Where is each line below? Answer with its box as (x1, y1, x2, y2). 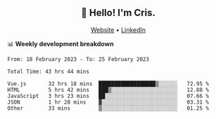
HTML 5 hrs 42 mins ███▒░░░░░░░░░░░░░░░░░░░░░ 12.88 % (7, 86, 210, 93)
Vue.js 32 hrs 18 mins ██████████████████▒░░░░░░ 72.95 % (7, 80, 210, 87)
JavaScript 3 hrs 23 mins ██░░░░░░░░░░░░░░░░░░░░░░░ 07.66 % (7, 92, 210, 99)
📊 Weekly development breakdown (7, 39, 114, 48)
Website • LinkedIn (90, 25, 146, 34)
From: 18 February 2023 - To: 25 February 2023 (7, 55, 150, 63)
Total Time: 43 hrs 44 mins (7, 68, 90, 75)
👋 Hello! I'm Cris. (80, 7, 156, 19)
